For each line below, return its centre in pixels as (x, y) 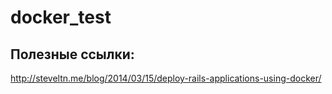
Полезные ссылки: (72, 54)
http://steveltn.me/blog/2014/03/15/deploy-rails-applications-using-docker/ (166, 78)
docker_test (61, 17)
